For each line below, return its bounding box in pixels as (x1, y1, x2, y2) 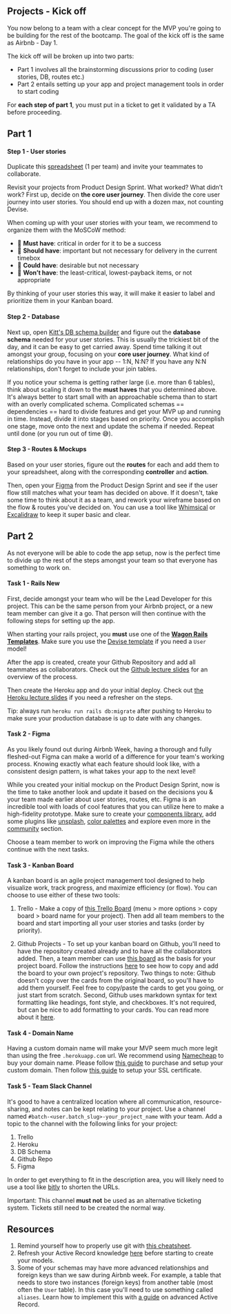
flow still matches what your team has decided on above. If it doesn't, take (7, 488, 219, 496)
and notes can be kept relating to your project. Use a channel (32, 1104, 205, 1113)
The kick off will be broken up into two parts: (7, 52, 134, 60)
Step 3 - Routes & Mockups (7, 445, 87, 453)
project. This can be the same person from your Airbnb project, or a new (7, 602, 213, 610)
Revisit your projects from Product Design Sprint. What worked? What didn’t (7, 183, 223, 192)
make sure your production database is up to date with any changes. (7, 714, 202, 722)
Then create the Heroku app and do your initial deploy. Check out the (7, 686, 204, 694)
